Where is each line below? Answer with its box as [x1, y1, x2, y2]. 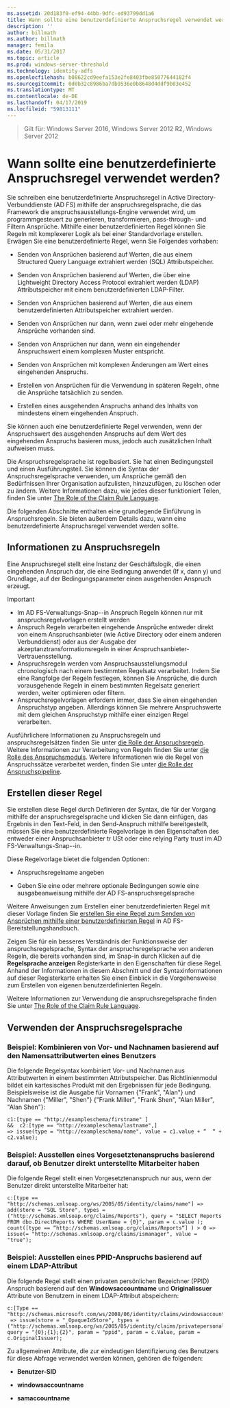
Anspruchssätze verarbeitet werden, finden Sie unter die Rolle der [7, 760, 194, 768]
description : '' [7, 23, 53, 30]
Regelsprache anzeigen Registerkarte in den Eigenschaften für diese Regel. [7, 959, 222, 967]
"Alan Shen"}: [7, 1103, 46, 1111]
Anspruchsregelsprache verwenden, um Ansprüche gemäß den [7, 471, 187, 480]
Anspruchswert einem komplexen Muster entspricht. [16, 347, 166, 355]
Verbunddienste [7, 200, 53, 209]
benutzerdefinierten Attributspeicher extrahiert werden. [16, 306, 174, 314]
